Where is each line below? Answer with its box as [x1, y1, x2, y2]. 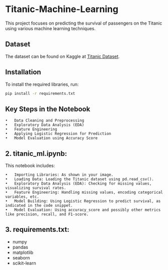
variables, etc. [5, 194, 39, 199]
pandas [12, 244, 29, 250]
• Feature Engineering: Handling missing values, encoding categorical [5, 190, 163, 195]
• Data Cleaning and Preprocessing [5, 118, 85, 123]
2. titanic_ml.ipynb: [5, 149, 67, 158]
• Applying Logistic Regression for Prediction [5, 131, 112, 137]
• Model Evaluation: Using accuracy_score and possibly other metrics [5, 207, 161, 213]
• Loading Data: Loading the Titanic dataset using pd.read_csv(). [5, 177, 154, 182]
